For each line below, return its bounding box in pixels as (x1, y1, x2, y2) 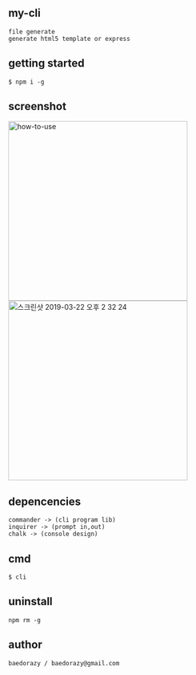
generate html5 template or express (8, 35, 130, 43)
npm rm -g (8, 616, 42, 624)
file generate (8, 27, 56, 35)
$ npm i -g (8, 78, 45, 86)
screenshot (8, 100, 66, 113)
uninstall (8, 595, 54, 608)
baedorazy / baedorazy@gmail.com (8, 659, 120, 667)
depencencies (8, 494, 82, 508)
